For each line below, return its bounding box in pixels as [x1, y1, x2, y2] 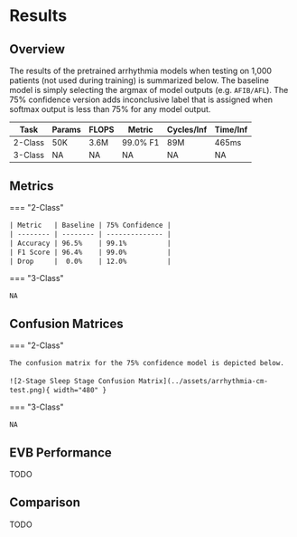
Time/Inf [214, 124, 248, 135]
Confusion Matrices [9, 316, 124, 331]
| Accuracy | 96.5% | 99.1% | [9, 239, 172, 249]
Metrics [9, 178, 54, 193]
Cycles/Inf [166, 124, 208, 135]
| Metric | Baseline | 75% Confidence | [9, 221, 172, 231]
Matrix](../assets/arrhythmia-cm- [138, 377, 269, 386]
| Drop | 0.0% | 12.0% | [9, 257, 172, 267]
